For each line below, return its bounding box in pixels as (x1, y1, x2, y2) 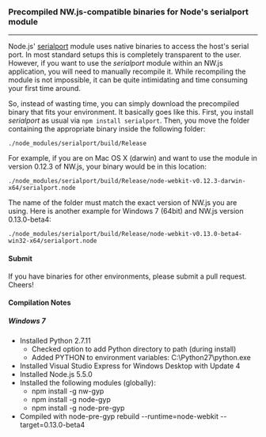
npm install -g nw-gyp (31, 386, 104, 396)
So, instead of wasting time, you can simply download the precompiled (8, 99, 240, 108)
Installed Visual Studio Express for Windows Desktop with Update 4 (19, 361, 241, 370)
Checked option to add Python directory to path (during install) (31, 344, 237, 354)
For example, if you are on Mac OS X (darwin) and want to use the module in (8, 154, 257, 163)
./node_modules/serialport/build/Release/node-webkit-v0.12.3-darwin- (8, 177, 246, 185)
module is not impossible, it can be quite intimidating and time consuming (8, 75, 248, 85)
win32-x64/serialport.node (8, 237, 97, 245)
